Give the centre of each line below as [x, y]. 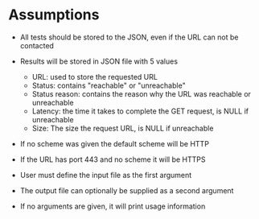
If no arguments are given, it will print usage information [113, 206]
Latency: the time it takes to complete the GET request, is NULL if [140, 111]
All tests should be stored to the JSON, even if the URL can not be [129, 37]
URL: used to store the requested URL [95, 76]
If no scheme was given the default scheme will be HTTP [114, 143]
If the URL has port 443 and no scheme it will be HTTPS [113, 159]
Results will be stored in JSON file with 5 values [99, 61]
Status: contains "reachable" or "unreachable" [109, 85]
